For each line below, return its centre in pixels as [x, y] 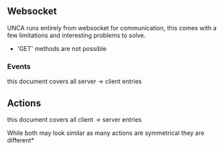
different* [21, 140]
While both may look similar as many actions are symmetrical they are [106, 133]
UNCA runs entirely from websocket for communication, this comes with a [112, 28]
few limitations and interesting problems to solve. [77, 35]
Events [19, 66]
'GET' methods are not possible [62, 48]
